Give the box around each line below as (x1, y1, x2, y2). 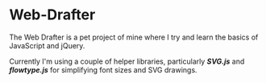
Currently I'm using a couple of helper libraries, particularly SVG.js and (9, 56, 245, 66)
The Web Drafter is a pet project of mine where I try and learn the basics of (9, 32, 259, 42)
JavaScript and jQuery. (9, 40, 85, 50)
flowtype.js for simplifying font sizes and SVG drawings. (9, 64, 197, 74)
